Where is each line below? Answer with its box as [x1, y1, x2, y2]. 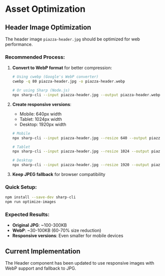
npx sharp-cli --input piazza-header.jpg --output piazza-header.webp [12, 92, 161, 97]
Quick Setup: [5, 183, 37, 190]
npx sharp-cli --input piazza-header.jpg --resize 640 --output [12, 136, 147, 140]
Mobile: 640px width [19, 111, 62, 117]
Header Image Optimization [5, 23, 92, 32]
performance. [5, 41, 33, 47]
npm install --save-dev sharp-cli [5, 195, 76, 200]
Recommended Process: [5, 53, 66, 60]
